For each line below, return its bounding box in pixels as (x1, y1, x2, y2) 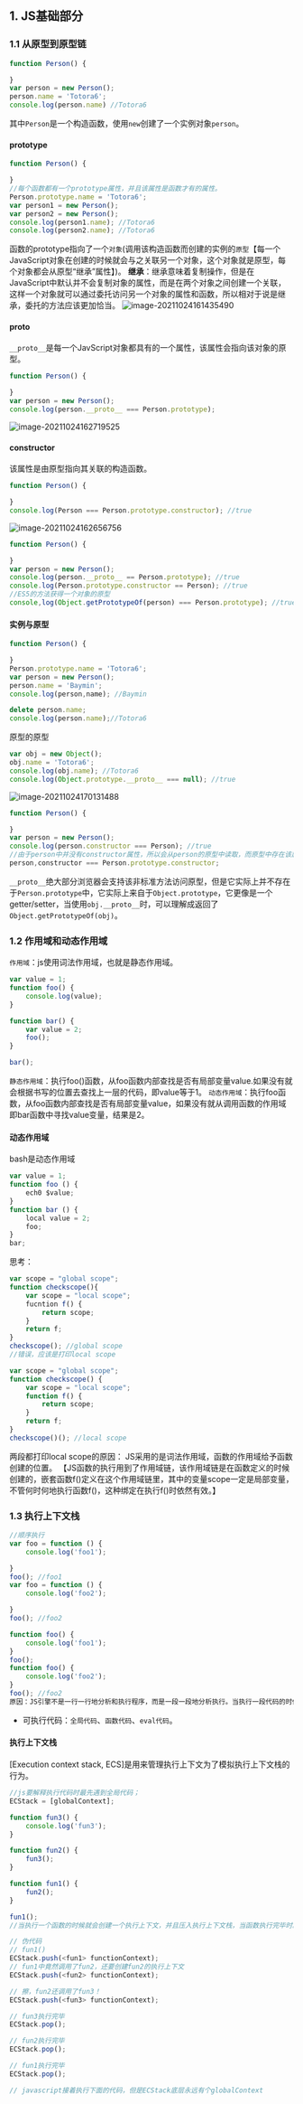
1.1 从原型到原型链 (9, 38, 87, 51)
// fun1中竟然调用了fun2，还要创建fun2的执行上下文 (9, 1962, 185, 1971)
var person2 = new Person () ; (9, 209, 119, 219)
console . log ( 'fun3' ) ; (25, 1821, 106, 1830)
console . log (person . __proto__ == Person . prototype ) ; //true (9, 573, 241, 582)
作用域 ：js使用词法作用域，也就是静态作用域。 (9, 957, 179, 968)
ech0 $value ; (25, 1188, 75, 1198)
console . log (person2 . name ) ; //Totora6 (9, 226, 155, 235)
